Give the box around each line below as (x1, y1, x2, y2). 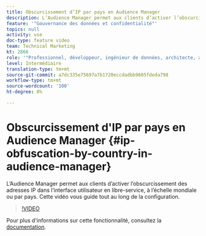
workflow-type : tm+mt (6, 77, 62, 83)
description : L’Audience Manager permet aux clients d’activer (6, 15, 172, 21)
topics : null (6, 26, 40, 32)
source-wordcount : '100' (6, 83, 70, 89)
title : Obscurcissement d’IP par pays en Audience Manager (6, 9, 161, 15)
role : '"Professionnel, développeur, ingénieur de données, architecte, (6, 55, 196, 61)
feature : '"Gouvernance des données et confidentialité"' (6, 20, 158, 26)
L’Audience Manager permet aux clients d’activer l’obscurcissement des (6, 180, 188, 187)
